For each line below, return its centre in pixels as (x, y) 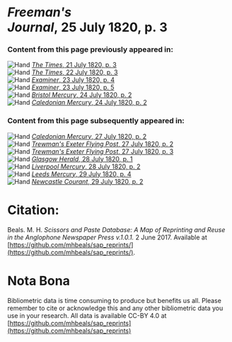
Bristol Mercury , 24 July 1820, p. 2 (82, 95)
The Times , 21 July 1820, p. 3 (74, 65)
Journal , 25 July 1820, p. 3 (87, 27)
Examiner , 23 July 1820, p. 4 (73, 80)
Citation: (33, 210)
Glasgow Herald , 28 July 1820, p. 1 (82, 159)
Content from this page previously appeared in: (90, 50)
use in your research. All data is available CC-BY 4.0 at (87, 315)
